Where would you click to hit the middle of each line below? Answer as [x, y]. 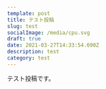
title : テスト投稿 [31, 20]
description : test [33, 52]
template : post [29, 13]
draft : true [24, 39]
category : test [29, 58]
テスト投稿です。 [31, 78]
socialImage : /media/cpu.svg [49, 33]
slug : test [23, 26]
